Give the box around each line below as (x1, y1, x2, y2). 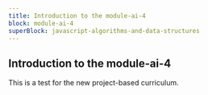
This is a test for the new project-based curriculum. (8, 78, 179, 88)
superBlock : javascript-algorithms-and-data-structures (8, 27, 200, 35)
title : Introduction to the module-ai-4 (8, 11, 147, 20)
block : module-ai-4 (8, 19, 74, 27)
